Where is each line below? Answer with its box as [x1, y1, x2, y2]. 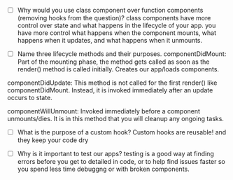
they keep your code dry [17, 136, 89, 144]
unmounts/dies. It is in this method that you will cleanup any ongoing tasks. [7, 115, 224, 123]
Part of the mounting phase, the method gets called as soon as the [17, 57, 210, 66]
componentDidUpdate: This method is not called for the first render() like [7, 78, 218, 87]
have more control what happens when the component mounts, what [17, 29, 217, 37]
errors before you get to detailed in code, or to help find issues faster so [17, 158, 225, 166]
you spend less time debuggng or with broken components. [17, 165, 190, 174]
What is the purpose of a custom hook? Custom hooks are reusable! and [17, 128, 227, 137]
